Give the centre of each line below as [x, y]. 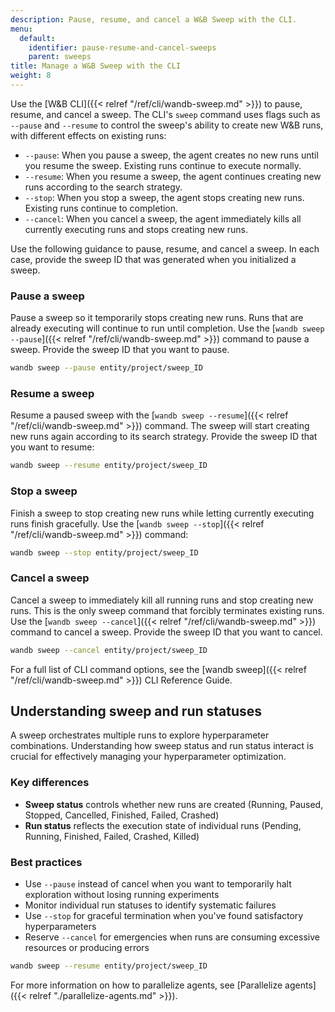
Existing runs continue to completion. [101, 208]
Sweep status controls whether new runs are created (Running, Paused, [174, 804]
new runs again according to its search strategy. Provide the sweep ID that [164, 437]
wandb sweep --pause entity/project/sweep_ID [106, 368]
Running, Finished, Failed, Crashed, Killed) [112, 836]
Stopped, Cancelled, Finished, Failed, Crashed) [122, 815]
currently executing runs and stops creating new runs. [136, 229]
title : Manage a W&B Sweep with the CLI [96, 66]
